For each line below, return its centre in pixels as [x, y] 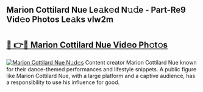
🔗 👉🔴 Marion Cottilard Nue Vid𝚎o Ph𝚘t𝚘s [87, 45]
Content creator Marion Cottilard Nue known [141, 62]
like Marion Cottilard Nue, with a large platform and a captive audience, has [101, 76]
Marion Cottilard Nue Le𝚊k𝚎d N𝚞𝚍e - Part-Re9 [96, 10]
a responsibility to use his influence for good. [63, 82]
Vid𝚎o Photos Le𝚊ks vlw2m [60, 20]
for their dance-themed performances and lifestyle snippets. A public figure [101, 69]
